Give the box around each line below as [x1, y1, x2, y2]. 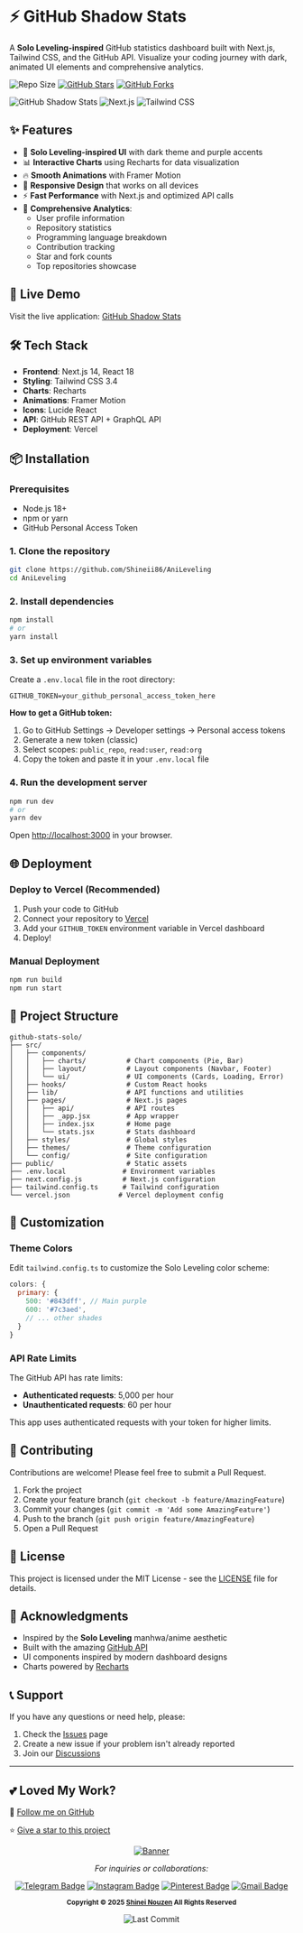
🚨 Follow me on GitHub [9, 1806, 95, 1817]
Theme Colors [9, 1242, 73, 1254]
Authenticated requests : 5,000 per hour [22, 1390, 174, 1401]
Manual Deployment [9, 955, 100, 967]
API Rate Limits [9, 1352, 77, 1364]
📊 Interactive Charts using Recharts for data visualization [22, 156, 240, 167]
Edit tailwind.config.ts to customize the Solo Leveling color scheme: [9, 1262, 271, 1273]
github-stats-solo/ [9, 1032, 83, 1041]
